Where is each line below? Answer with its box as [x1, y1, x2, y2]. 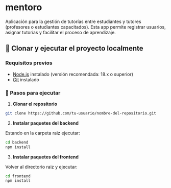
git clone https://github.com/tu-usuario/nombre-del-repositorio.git [5, 110, 157, 116]
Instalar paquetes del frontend [12, 154, 79, 160]
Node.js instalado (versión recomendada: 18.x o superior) [12, 71, 134, 77]
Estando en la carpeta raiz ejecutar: [5, 130, 80, 136]
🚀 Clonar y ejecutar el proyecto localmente [5, 44, 144, 53]
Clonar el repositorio [12, 101, 58, 107]
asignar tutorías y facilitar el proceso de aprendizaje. [5, 29, 116, 35]
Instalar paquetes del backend [12, 120, 79, 126]
